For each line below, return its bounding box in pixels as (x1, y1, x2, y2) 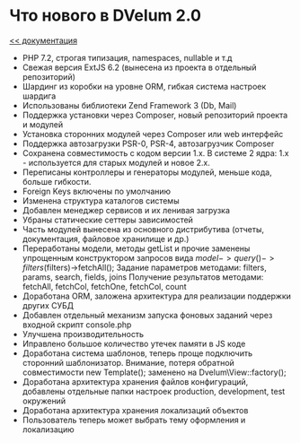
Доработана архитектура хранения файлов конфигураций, (22, 376, 249, 387)
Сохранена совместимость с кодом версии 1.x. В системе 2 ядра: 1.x (22, 147, 289, 158)
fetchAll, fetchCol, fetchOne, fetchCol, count (22, 281, 187, 291)
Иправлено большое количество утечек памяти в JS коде (22, 338, 246, 349)
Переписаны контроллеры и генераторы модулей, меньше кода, (22, 167, 272, 178)
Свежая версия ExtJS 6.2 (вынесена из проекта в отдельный (22, 62, 257, 73)
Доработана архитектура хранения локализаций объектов (22, 404, 249, 415)
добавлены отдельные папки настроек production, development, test (22, 386, 286, 396)
